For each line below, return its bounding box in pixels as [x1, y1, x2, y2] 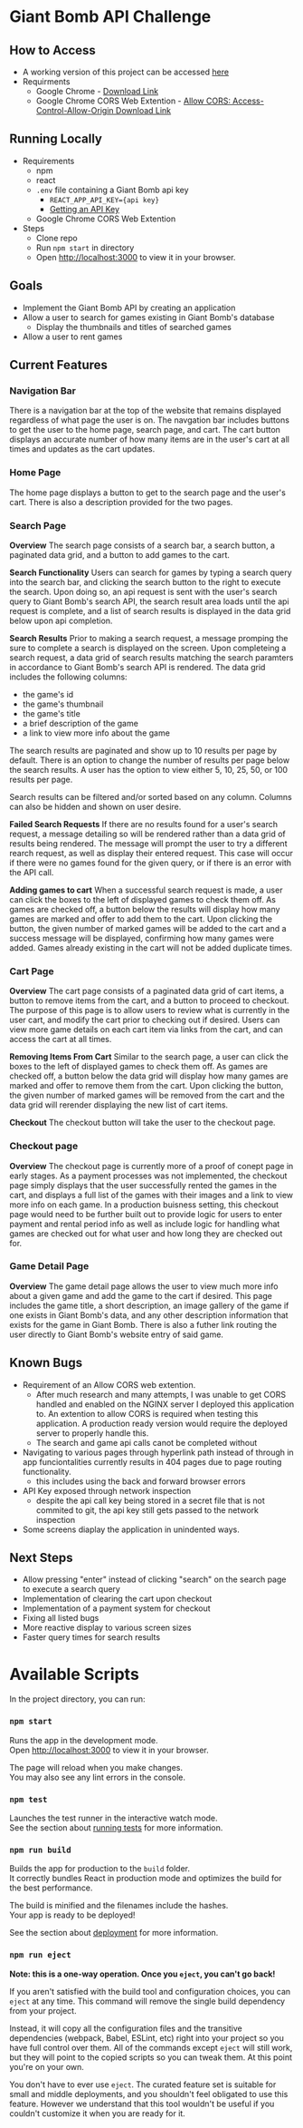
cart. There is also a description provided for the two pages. [9, 496, 233, 507]
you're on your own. [9, 2061, 84, 2072]
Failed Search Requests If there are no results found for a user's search [9, 818, 279, 829]
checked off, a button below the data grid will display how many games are [9, 1070, 289, 1081]
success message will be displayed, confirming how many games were [9, 932, 274, 943]
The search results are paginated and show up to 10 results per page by [9, 745, 278, 756]
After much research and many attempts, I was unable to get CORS [35, 1389, 287, 1400]
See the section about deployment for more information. [9, 1928, 219, 1938]
